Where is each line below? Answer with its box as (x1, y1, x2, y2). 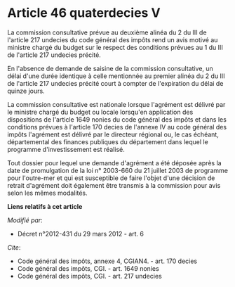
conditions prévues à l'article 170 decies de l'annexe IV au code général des (7, 122, 227, 131)
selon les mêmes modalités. (7, 189, 88, 197)
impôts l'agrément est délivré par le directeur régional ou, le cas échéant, (7, 130, 219, 139)
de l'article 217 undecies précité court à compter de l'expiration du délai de (7, 79, 224, 87)
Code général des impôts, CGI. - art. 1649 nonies (17, 264, 159, 272)
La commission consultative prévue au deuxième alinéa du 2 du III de (7, 28, 207, 37)
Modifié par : (7, 216, 43, 224)
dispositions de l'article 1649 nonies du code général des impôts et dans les (7, 115, 227, 124)
